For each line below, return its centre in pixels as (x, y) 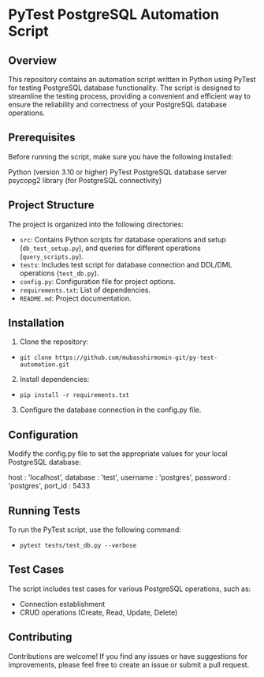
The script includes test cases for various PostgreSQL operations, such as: (130, 589)
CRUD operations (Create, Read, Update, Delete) (99, 612)
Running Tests (44, 511)
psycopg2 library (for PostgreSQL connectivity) (85, 180)
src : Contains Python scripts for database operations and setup (123, 239)
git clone (36, 358)
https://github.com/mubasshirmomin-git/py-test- (136, 358)
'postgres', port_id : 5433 (49, 486)
